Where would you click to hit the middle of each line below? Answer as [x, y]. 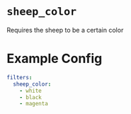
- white [30, 91]
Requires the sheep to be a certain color [65, 30]
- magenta [34, 104]
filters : [19, 77]
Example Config [55, 59]
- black [30, 97]
